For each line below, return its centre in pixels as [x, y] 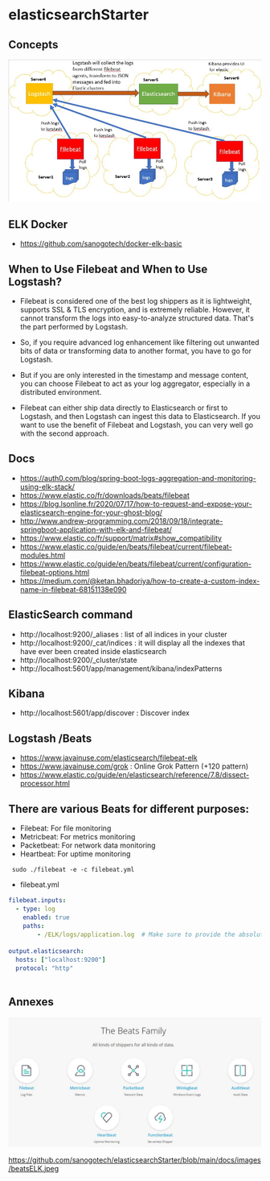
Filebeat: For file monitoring [65, 828]
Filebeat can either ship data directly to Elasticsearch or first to [124, 408]
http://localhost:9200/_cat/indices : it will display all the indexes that [132, 643]
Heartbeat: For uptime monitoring [75, 854]
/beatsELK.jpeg [34, 1168]
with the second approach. [64, 433]
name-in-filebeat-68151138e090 [73, 589]
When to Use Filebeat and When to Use [108, 269]
